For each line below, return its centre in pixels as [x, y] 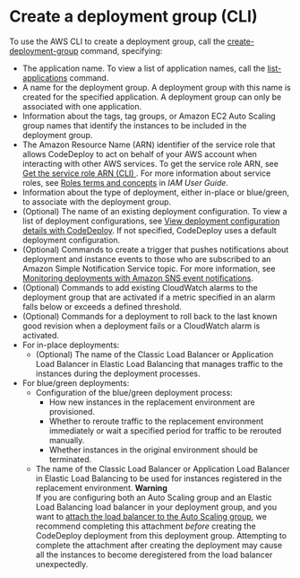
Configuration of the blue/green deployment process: [134, 392]
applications [45, 77]
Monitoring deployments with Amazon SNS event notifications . [137, 278]
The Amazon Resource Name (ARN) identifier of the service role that [149, 144]
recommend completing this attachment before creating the [146, 526]
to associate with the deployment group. [97, 201]
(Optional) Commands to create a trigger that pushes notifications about [155, 250]
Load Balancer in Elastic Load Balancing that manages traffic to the [159, 363]
